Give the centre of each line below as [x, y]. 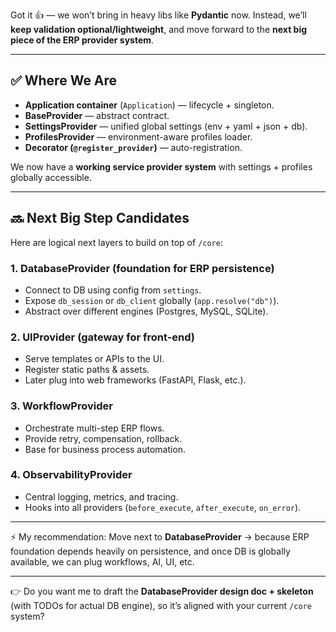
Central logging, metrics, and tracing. [101, 496]
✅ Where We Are [64, 80]
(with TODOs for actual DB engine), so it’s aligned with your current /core [161, 605]
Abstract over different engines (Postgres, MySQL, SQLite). [146, 311]
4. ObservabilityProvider [71, 475]
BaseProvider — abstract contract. [97, 115]
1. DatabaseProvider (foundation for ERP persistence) [142, 268]
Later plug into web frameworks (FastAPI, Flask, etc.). [135, 380]
